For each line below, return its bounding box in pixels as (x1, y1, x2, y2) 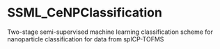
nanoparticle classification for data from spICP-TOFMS (7, 35, 164, 43)
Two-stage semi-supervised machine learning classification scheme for (7, 28, 214, 36)
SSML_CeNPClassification (7, 5, 162, 21)
